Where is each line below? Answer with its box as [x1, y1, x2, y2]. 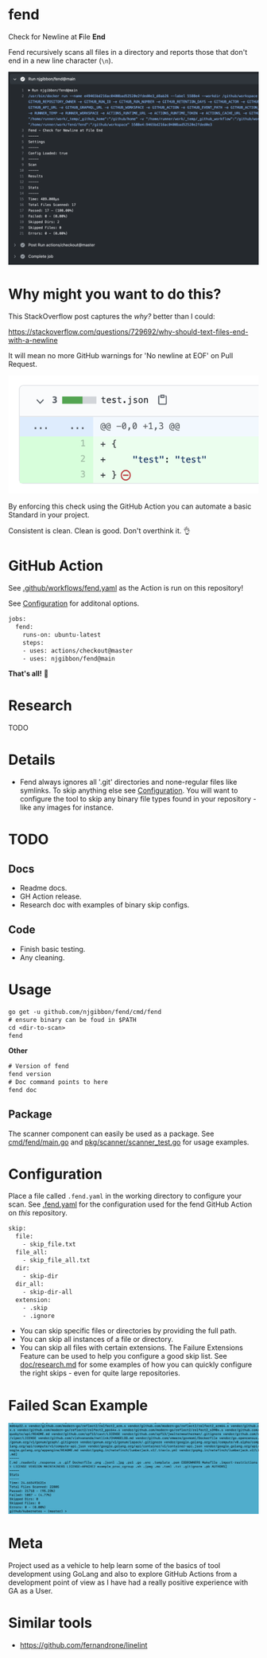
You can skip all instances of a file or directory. [19, 1335, 173, 1344]
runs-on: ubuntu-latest [22, 631, 102, 639]
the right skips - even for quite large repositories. [19, 1368, 180, 1378]
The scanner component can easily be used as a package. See [8, 1129, 215, 1138]
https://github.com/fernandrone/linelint [19, 1640, 148, 1649]
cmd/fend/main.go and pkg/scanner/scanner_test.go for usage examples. [8, 1137, 250, 1147]
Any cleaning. [19, 953, 65, 962]
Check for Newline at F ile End [8, 32, 106, 41]
